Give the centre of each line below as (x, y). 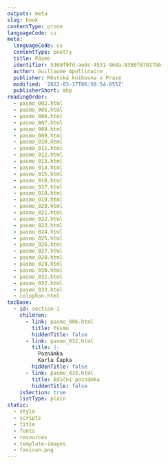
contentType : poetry (43, 52)
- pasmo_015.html (38, 174)
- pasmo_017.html (38, 187)
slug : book (23, 20)
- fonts (24, 431)
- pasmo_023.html (38, 225)
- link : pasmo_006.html (60, 322)
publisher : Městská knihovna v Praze (67, 78)
